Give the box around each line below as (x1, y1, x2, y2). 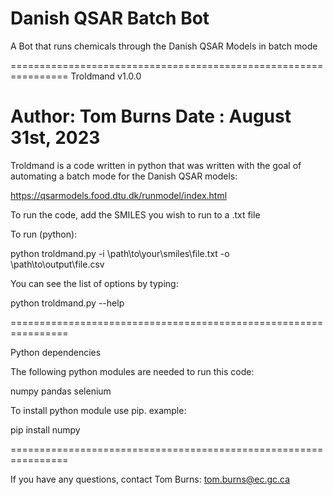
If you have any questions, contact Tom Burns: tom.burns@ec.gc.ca (10, 473, 291, 485)
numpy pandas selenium (10, 385, 112, 397)
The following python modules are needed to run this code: (10, 365, 255, 377)
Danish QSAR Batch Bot (10, 7, 210, 30)
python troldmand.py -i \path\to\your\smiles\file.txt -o (10, 247, 230, 259)
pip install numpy (10, 423, 81, 436)
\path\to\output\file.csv (10, 258, 105, 270)
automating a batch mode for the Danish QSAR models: (10, 170, 238, 182)
